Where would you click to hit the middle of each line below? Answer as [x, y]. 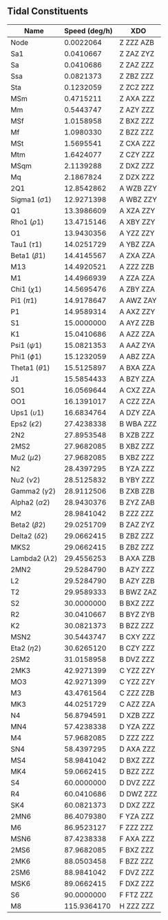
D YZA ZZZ [137, 726]
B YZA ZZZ [137, 469]
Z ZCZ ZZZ [137, 87]
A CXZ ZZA [138, 390]
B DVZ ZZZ [137, 659]
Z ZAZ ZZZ [137, 65]
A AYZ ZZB [137, 322]
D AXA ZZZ [138, 749]
